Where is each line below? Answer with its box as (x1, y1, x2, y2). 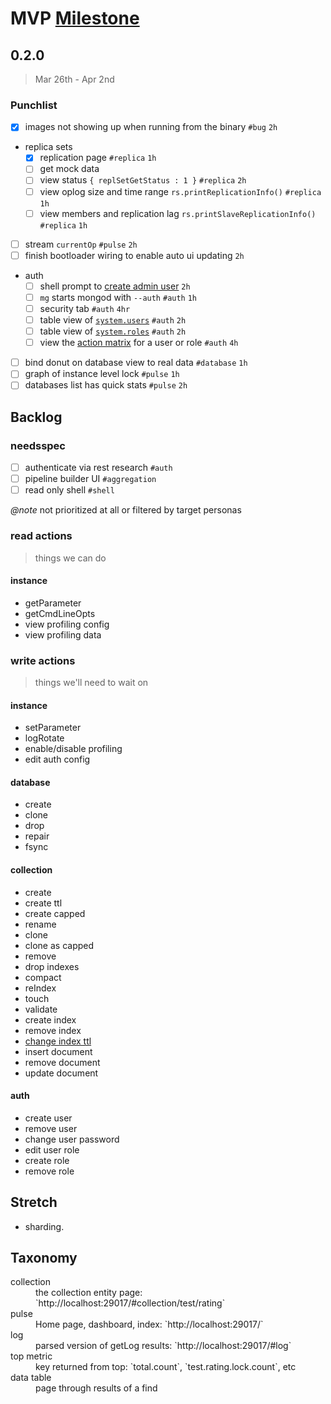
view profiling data (24, 628, 102, 641)
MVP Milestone (10, 7, 140, 30)
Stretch (10, 1194, 58, 1211)
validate (24, 1003, 58, 1015)
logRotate (24, 732, 65, 744)
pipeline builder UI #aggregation (24, 473, 157, 485)
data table (10, 1372, 52, 1384)
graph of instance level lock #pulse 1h (24, 368, 180, 380)
